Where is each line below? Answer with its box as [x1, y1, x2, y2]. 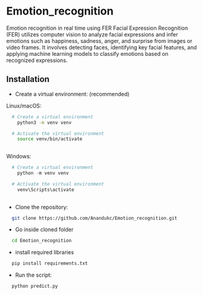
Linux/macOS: [6, 102, 42, 109]
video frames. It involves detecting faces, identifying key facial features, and [6, 44, 197, 51]
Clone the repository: [15, 203, 68, 211]
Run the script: [15, 271, 52, 279]
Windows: [6, 153, 32, 160]
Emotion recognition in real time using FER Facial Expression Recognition [6, 24, 188, 32]
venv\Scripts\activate [17, 186, 75, 192]
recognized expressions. [6, 56, 68, 64]
